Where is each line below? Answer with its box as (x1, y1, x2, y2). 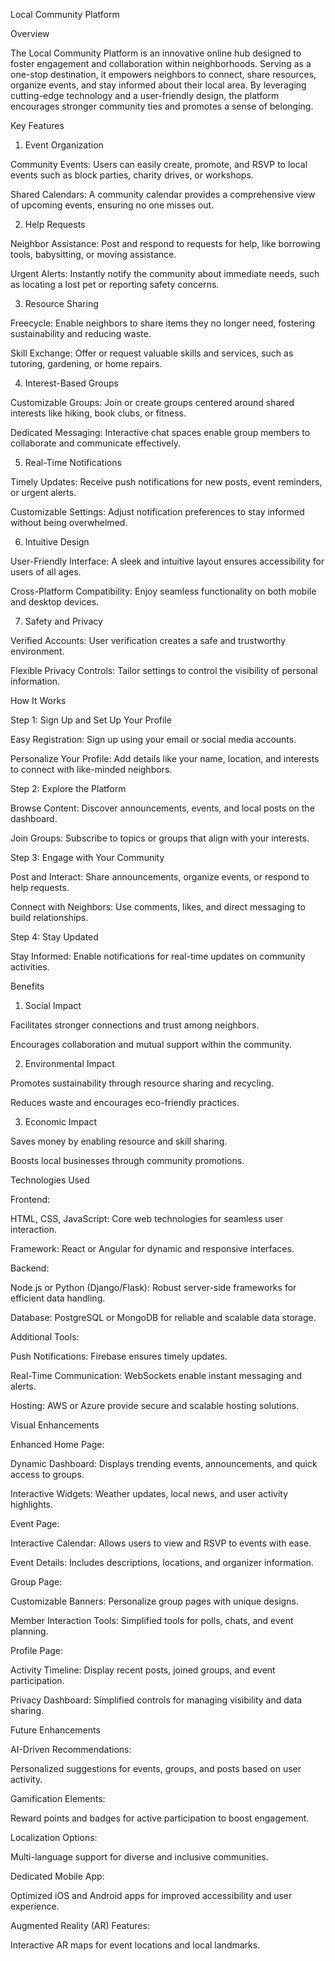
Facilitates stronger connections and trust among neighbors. (10, 1019, 260, 1031)
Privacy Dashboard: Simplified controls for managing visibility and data (10, 1694, 303, 1706)
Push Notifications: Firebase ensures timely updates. (10, 1350, 228, 1362)
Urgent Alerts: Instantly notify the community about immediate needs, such (10, 268, 320, 279)
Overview (10, 28, 50, 39)
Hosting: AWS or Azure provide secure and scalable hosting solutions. (10, 1400, 300, 1411)
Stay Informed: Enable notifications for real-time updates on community (10, 950, 306, 962)
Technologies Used (10, 1174, 90, 1186)
